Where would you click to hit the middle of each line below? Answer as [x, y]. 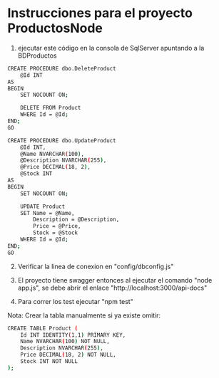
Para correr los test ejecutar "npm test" [75, 301]
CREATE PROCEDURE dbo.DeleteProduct [62, 68]
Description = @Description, [76, 220]
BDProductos [37, 56]
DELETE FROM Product [51, 108]
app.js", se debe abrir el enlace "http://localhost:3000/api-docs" [112, 288]
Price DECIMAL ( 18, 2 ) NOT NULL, [68, 355]
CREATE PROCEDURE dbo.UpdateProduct [62, 140]
